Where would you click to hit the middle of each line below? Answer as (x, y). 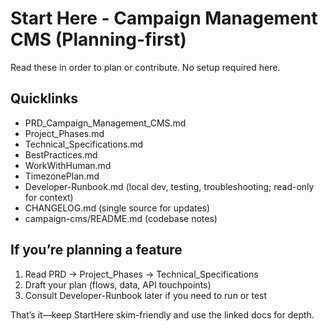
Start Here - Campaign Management (164, 18)
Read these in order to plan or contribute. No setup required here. (145, 67)
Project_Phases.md (64, 133)
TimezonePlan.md (62, 176)
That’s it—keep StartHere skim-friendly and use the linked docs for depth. (162, 314)
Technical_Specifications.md (84, 144)
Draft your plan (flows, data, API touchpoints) (118, 284)
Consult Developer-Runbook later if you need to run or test (146, 295)
